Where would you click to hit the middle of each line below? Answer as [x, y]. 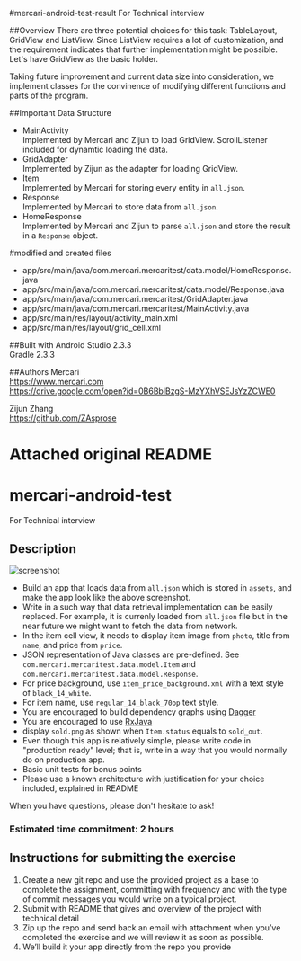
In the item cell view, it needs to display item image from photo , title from [156, 635]
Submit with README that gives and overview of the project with [142, 908]
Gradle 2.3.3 [32, 355]
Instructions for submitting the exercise [123, 858]
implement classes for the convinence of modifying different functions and [147, 86]
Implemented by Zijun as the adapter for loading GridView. [130, 169]
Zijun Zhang [31, 409]
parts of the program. [49, 95]
